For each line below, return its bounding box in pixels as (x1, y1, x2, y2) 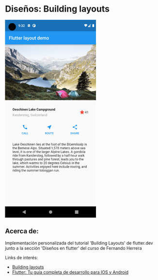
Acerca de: (5, 227, 39, 235)
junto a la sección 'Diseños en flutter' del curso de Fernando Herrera (5, 245, 142, 251)
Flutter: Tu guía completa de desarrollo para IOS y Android (12, 269, 129, 275)
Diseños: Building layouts (5, 3, 110, 15)
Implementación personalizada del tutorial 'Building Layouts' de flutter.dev (5, 240, 154, 246)
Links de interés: (5, 254, 38, 261)
